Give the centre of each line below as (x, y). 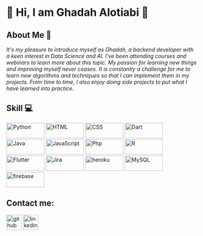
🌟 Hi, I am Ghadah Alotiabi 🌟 (77, 13)
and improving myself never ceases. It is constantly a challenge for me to (98, 69)
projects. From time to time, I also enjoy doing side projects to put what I (97, 82)
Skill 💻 (20, 108)
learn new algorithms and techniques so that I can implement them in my (98, 75)
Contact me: (30, 203)
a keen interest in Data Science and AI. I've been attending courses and (96, 56)
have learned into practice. (40, 88)
